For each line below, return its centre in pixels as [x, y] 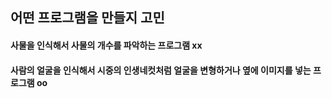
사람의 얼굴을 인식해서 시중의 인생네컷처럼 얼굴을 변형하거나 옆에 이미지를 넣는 [161, 70]
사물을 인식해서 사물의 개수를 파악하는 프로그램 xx [106, 45]
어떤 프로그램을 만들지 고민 [87, 18]
